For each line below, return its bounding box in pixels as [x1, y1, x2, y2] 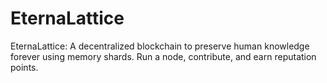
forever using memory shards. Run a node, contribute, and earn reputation [10, 50, 317, 62]
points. [10, 61, 39, 73]
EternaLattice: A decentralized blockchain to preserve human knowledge [10, 40, 310, 52]
